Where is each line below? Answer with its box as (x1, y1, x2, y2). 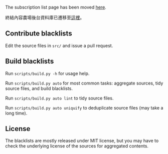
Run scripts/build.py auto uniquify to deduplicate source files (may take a (5, 104, 163, 110)
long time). (5, 110, 28, 116)
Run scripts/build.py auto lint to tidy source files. (5, 95, 114, 101)
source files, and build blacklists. (5, 85, 73, 91)
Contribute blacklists (5, 29, 72, 38)
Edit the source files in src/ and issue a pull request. (5, 42, 113, 48)
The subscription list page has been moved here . (5, 4, 106, 10)
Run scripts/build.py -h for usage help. (5, 70, 90, 76)
